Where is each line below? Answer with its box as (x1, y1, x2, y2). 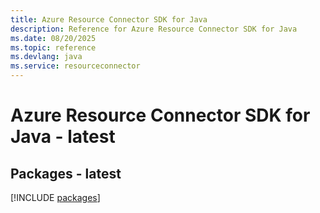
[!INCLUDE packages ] (10, 192, 101, 203)
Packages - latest (10, 165, 122, 182)
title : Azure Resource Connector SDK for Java (10, 14, 208, 25)
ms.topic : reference (10, 42, 97, 53)
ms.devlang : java (10, 52, 83, 62)
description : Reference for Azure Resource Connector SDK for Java (10, 24, 298, 34)
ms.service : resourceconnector (10, 61, 141, 71)
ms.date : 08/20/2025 (10, 33, 97, 43)
